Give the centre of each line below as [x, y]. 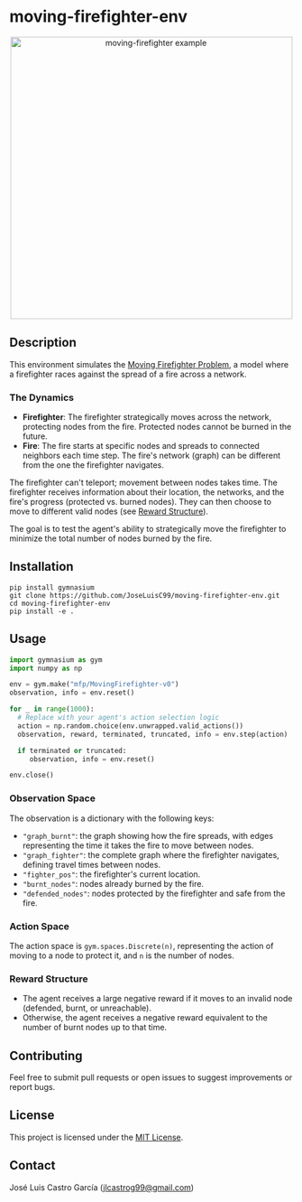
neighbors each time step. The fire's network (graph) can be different [151, 456]
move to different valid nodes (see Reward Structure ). [109, 511]
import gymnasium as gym [56, 660]
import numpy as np [46, 668]
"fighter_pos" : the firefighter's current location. [111, 874]
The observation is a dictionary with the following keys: [112, 818]
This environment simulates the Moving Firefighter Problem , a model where [149, 364]
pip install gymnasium [52, 587]
